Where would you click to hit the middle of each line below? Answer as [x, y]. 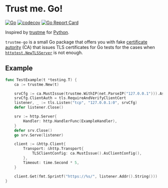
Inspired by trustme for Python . [37, 32]
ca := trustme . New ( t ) [36, 84]
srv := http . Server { [35, 116]
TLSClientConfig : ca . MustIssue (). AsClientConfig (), [87, 153]
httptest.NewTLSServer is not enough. [44, 52]
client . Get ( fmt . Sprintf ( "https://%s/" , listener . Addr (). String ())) [86, 176]
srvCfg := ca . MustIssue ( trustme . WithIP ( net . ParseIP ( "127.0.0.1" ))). [87, 93]
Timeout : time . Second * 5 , [51, 162]
